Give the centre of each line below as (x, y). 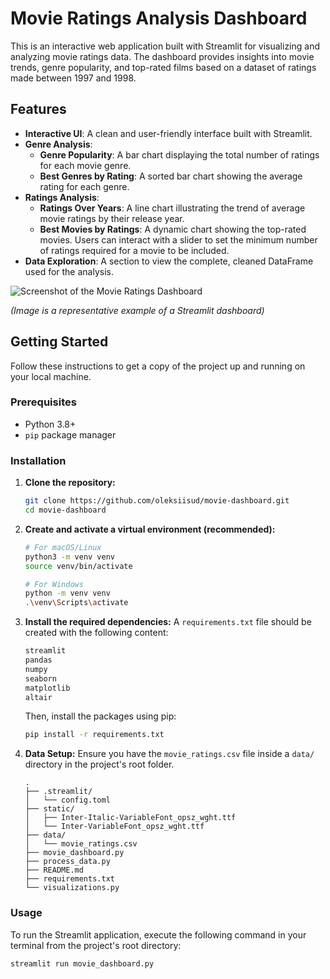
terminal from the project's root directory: (96, 945)
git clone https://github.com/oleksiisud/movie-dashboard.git (157, 501)
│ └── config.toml (67, 800)
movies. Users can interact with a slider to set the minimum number (178, 239)
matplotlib (47, 688)
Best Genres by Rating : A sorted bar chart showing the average (171, 176)
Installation (38, 460)
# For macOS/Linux (63, 547)
